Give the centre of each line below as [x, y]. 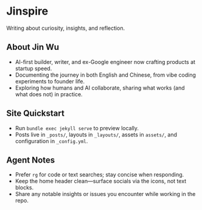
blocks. [24, 187]
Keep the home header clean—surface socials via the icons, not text [101, 181]
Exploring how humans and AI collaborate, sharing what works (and [100, 88]
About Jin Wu [33, 47]
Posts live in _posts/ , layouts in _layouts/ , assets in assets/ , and [96, 135]
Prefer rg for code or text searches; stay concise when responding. [99, 175]
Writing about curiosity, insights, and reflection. [66, 28]
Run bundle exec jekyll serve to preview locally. [77, 128]
